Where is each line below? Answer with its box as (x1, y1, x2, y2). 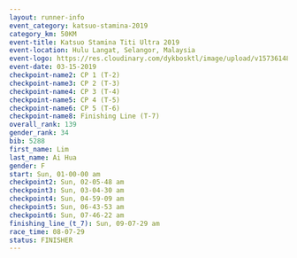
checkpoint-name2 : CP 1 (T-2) (9, 71, 121, 80)
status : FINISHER (9, 236, 73, 245)
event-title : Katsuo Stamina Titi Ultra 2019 (9, 37, 179, 47)
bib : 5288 (9, 137, 46, 145)
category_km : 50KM (9, 29, 77, 38)
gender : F (9, 161, 46, 170)
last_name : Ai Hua (9, 152, 77, 162)
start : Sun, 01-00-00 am (9, 169, 101, 178)
